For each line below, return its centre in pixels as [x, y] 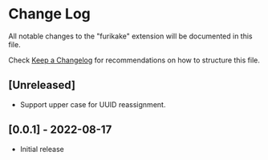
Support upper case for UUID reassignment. [93, 104]
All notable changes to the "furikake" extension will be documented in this [130, 36]
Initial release [42, 149]
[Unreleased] [42, 85]
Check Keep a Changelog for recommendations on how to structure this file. [134, 60]
